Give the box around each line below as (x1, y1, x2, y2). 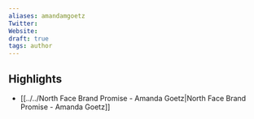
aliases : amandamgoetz (8, 11, 85, 20)
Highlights (8, 72, 63, 86)
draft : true (8, 34, 49, 43)
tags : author (8, 42, 53, 50)
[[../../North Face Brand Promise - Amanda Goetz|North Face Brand (20, 93, 247, 103)
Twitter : (8, 19, 38, 28)
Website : (8, 27, 38, 35)
